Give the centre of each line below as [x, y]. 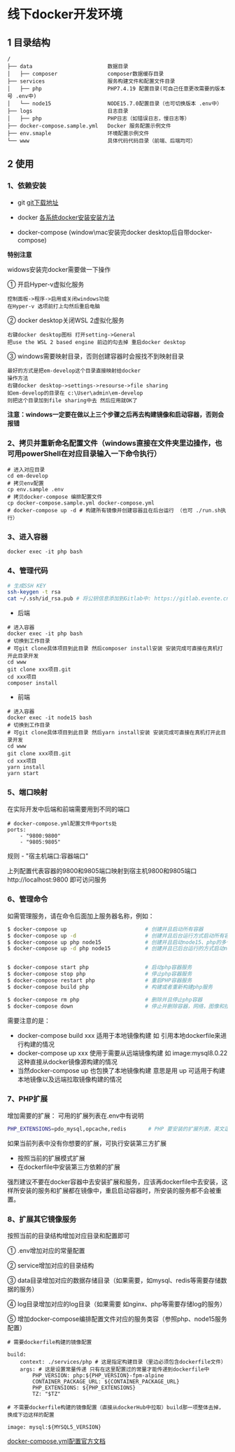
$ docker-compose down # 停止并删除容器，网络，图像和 [116, 1006]
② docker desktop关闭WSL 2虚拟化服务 [66, 320]
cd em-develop [28, 476]
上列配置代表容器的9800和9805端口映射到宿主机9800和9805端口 [102, 870]
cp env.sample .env [36, 489]
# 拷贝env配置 [26, 483]
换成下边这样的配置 [31, 1415]
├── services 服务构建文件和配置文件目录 [91, 81]
